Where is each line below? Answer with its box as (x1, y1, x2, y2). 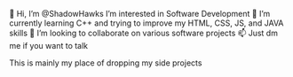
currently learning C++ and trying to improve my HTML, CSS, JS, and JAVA (9, 18, 284, 28)
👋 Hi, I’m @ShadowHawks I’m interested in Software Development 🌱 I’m (9, 9, 271, 19)
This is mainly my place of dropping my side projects (9, 58, 202, 68)
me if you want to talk (9, 41, 89, 50)
